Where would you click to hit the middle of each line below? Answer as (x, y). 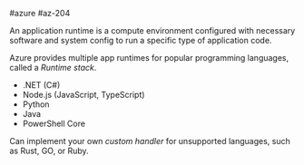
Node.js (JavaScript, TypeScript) (83, 95)
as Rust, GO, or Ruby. (49, 150)
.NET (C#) (41, 85)
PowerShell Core (54, 123)
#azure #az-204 (40, 13)
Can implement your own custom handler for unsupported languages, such (150, 141)
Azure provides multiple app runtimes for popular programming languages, (149, 58)
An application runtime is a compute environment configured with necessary (152, 30)
